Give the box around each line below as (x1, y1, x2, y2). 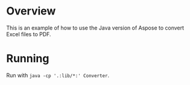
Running (6, 52, 49, 66)
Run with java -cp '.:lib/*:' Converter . (6, 71, 110, 79)
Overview (6, 4, 56, 18)
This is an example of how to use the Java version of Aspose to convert (6, 24, 185, 31)
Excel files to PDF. (6, 30, 51, 37)
